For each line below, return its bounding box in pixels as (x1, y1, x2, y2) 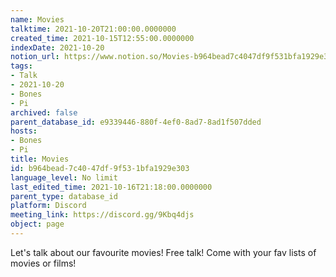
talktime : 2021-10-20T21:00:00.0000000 (10, 24, 177, 34)
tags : (10, 61, 33, 71)
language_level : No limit (10, 172, 118, 183)
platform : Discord (10, 201, 87, 211)
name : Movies (10, 14, 65, 25)
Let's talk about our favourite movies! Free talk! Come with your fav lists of (10, 246, 317, 258)
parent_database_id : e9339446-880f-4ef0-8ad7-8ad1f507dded (10, 117, 262, 127)
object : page (10, 219, 65, 230)
